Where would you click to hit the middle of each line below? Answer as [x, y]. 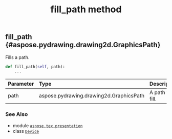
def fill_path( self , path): [35, 67]
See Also [17, 114]
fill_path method [86, 9]
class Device [26, 131]
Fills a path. [17, 57]
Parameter [21, 84]
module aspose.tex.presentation [48, 125]
